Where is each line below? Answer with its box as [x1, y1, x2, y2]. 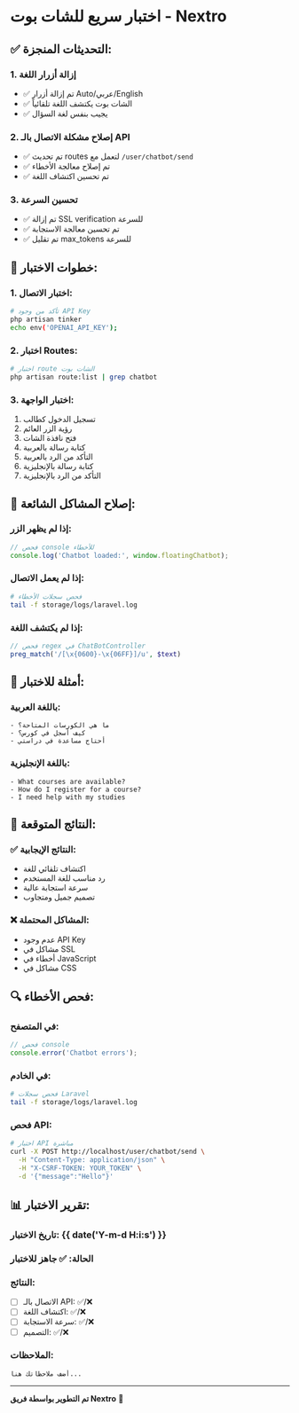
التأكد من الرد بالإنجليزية [22, 470, 101, 481]
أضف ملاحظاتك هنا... [10, 1369, 83, 1378]
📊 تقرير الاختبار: [10, 1197, 90, 1213]
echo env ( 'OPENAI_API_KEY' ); [10, 323, 118, 332]
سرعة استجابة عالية [22, 883, 89, 893]
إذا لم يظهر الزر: [10, 522, 72, 535]
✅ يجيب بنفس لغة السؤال [22, 108, 108, 119]
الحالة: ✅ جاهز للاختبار [10, 1252, 94, 1265]
